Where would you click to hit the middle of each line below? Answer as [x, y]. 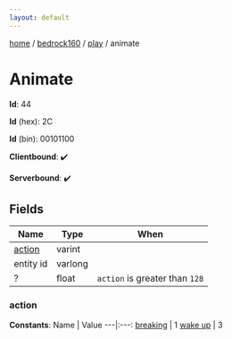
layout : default [39, 17]
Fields [27, 209]
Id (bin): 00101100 [42, 139]
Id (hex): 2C [31, 121]
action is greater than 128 [150, 278]
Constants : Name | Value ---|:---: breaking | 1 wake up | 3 [116, 325]
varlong [73, 264]
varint [69, 250]
